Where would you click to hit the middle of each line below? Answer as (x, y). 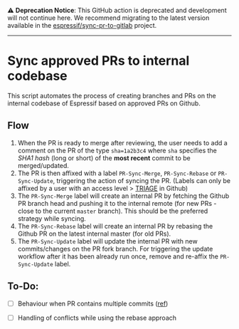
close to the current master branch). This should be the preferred (113, 211)
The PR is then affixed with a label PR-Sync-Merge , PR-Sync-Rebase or (117, 173)
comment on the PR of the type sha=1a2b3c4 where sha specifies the (117, 150)
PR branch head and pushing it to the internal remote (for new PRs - (117, 203)
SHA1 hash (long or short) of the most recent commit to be (104, 158)
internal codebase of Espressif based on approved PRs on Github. (104, 103)
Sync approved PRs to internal (99, 61)
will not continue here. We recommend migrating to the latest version (108, 18)
